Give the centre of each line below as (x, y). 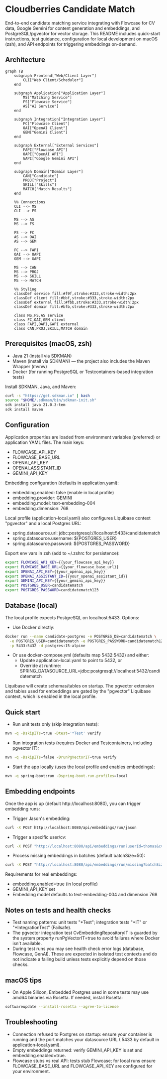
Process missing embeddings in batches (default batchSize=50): (79, 856)
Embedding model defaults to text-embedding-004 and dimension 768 (85, 895)
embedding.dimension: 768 (40, 508)
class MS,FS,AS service (39, 315)
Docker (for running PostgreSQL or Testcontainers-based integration (83, 372)
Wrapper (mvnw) (30, 366)
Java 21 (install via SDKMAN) (42, 356)
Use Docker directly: (33, 627)
